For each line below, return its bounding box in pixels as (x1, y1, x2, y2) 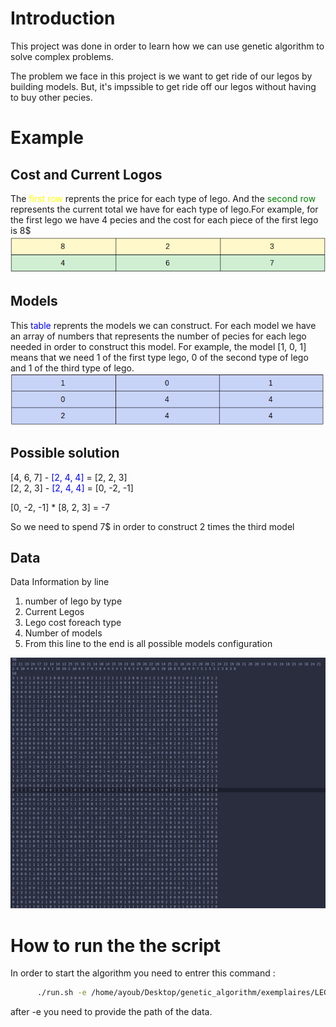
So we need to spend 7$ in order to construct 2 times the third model (10, 520, 295, 532)
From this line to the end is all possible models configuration (24, 638, 273, 650)
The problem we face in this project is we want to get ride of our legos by (10, 70, 313, 82)
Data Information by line (10, 576, 110, 588)
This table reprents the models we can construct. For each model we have (10, 319, 317, 331)
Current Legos (24, 606, 85, 618)
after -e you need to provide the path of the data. (10, 1006, 213, 1018)
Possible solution (10, 445, 120, 462)
